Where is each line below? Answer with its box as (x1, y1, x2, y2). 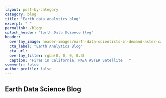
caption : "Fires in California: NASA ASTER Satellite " (9, 58, 132, 63)
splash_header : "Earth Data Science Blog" (5, 30, 94, 35)
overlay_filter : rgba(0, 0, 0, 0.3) (9, 53, 85, 58)
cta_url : (9, 48, 28, 53)
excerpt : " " (5, 21, 32, 26)
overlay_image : (9, 39, 41, 44)
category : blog (5, 12, 37, 17)
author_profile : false (5, 67, 52, 72)
